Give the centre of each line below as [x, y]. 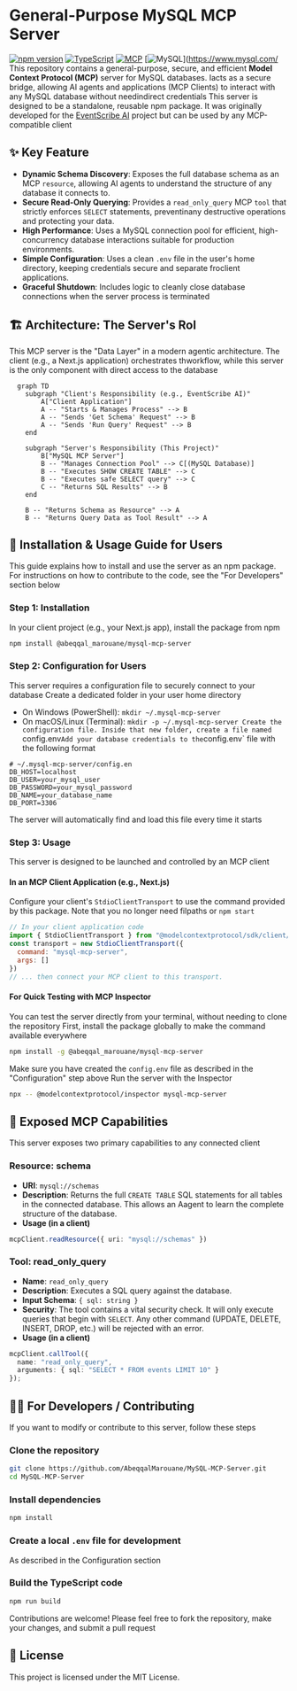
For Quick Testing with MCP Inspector [80, 997]
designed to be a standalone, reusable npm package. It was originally [136, 105]
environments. [48, 249]
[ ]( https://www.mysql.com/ [211, 58]
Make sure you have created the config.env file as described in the [131, 1068]
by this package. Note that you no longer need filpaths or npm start [132, 911]
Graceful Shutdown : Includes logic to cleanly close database [133, 287]
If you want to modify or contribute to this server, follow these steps [133, 1428]
